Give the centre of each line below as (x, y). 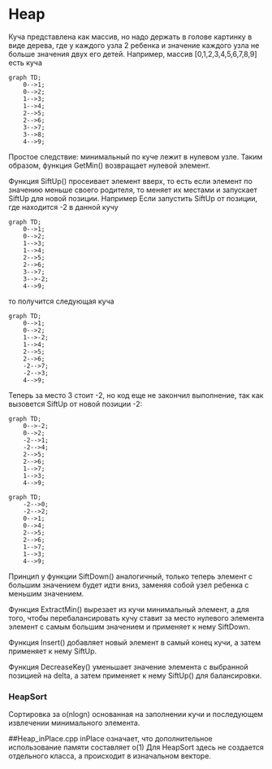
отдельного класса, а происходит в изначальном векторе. (110, 756)
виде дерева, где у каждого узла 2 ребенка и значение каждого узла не (134, 45)
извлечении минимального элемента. (74, 723)
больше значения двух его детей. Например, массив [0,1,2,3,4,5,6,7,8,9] (133, 54)
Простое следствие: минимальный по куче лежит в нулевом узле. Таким (136, 156)
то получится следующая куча (62, 301)
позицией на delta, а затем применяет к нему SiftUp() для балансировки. (135, 675)
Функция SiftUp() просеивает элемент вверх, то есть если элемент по (131, 181)
